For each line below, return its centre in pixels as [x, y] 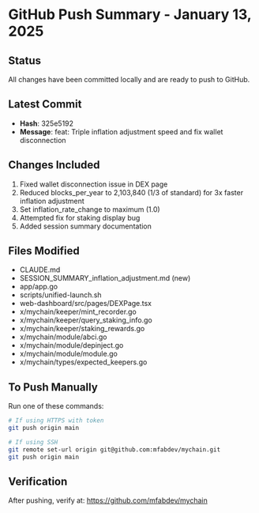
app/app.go [38, 287]
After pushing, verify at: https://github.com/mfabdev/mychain [108, 500]
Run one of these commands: [56, 406]
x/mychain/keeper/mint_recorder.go [78, 312]
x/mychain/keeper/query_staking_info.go [86, 320]
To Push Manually [53, 387]
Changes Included [54, 165]
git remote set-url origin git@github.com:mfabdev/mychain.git [114, 449]
